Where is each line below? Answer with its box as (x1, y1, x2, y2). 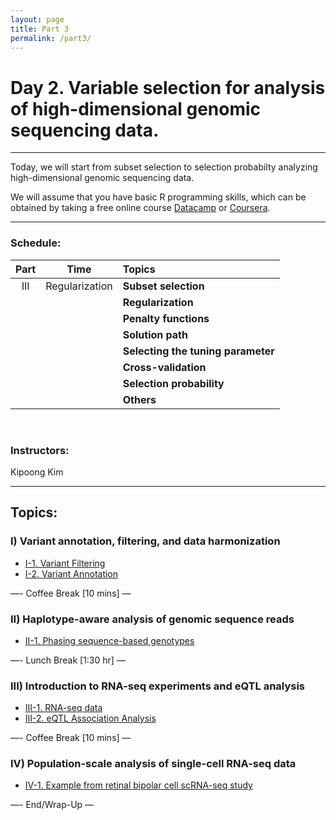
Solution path (122, 327, 188, 341)
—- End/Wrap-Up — (10, 799, 95, 811)
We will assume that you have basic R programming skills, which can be (10, 191, 307, 203)
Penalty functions (122, 311, 210, 325)
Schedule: (10, 236, 62, 250)
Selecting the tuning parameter (122, 344, 275, 358)
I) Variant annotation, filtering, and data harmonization (10, 534, 281, 548)
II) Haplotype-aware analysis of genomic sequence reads (10, 612, 295, 626)
